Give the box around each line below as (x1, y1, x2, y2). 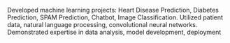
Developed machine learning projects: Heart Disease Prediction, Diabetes (7, 6, 219, 14)
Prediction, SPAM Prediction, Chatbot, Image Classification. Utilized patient (7, 13, 224, 21)
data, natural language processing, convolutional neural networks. (7, 21, 198, 28)
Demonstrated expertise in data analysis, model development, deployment (7, 28, 222, 36)
